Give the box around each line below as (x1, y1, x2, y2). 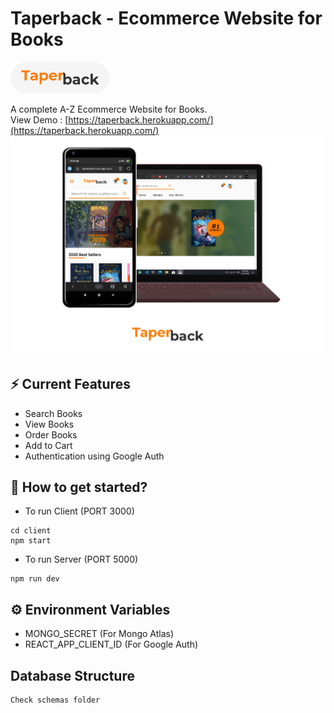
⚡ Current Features (10, 376, 131, 393)
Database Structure (10, 667, 135, 684)
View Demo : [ (10, 113, 69, 126)
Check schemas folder (10, 695, 101, 705)
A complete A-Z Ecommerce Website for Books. (10, 103, 208, 115)
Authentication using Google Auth (24, 450, 165, 462)
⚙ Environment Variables (10, 601, 171, 618)
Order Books (24, 428, 78, 441)
